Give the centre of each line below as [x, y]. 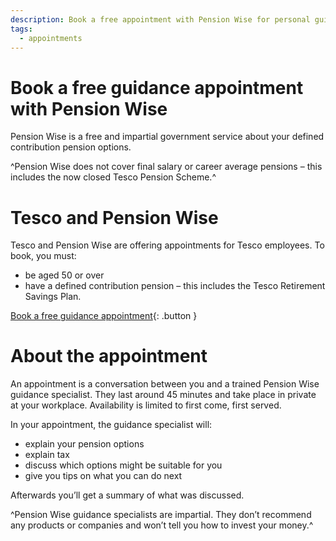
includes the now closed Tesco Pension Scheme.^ [113, 177]
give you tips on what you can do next [103, 476]
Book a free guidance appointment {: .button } [104, 316]
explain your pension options [84, 444]
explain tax [47, 455]
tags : [21, 29]
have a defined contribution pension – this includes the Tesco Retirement [175, 286]
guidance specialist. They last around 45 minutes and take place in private [163, 395]
